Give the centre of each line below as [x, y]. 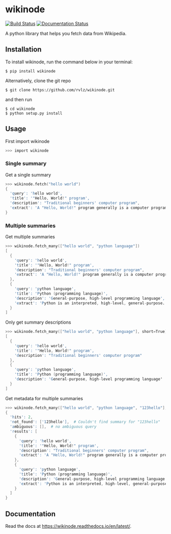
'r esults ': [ [24, 432]
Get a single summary [28, 175]
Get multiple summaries [30, 237]
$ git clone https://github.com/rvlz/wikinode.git [60, 90]
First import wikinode [27, 141]
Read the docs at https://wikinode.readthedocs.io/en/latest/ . [68, 526]
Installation [23, 50]
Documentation [31, 514]
